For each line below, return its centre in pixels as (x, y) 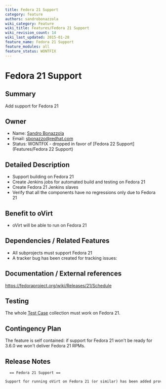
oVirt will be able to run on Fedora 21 (49, 225)
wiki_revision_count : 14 (31, 33)
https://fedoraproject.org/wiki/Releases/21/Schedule (59, 285)
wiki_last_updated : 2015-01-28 (37, 38)
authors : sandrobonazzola (32, 19)
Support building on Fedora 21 (43, 177)
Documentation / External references (63, 274)
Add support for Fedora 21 (32, 106)
